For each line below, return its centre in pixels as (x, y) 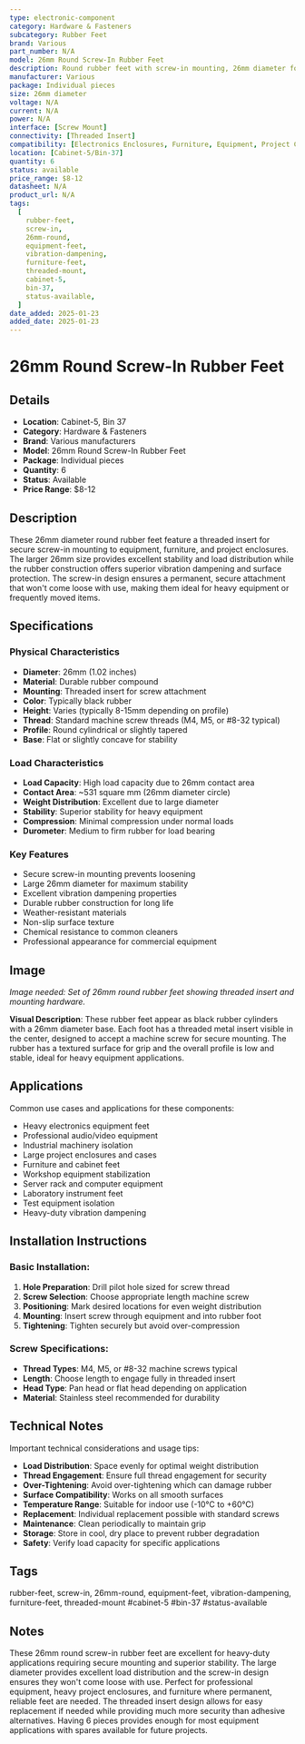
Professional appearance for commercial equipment (120, 941)
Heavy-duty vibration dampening (84, 1212)
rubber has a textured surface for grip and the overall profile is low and (142, 1049)
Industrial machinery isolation (78, 1145)
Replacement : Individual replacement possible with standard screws (151, 1513)
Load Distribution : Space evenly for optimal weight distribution (140, 1465)
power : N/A (30, 119)
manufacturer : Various (52, 77)
